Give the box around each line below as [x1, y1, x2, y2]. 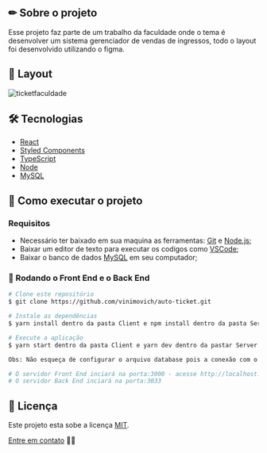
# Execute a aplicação [8, 333, 83, 342]
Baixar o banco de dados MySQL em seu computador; [19, 253, 198, 263]
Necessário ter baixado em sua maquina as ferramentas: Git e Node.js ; [19, 236, 252, 245]
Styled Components [19, 146, 86, 155]
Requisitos [8, 217, 50, 228]
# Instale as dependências [8, 313, 98, 321]
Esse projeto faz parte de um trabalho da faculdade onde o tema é [8, 27, 226, 36]
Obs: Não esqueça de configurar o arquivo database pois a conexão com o [8, 355, 258, 363]
